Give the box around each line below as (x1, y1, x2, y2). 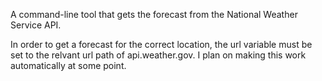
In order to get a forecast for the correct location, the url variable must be (10, 39, 313, 50)
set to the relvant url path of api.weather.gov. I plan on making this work (10, 49, 307, 61)
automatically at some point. (10, 60, 127, 71)
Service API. (10, 19, 62, 31)
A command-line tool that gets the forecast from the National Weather (10, 9, 298, 20)
